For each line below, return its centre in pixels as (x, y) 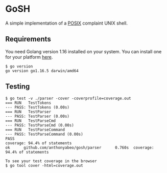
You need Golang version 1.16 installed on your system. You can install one (83, 51)
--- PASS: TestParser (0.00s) (38, 116)
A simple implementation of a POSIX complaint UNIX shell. (66, 23)
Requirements (28, 39)
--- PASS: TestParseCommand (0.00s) (44, 134)
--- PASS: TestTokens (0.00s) (38, 107)
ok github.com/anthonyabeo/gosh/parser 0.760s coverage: (80, 147)
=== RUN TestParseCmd (31, 121)
